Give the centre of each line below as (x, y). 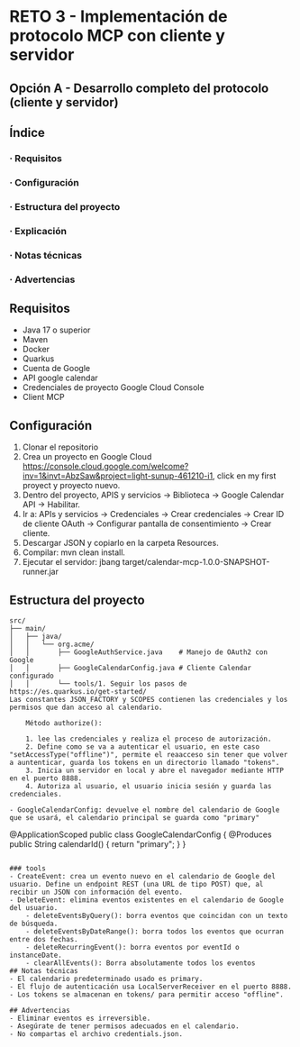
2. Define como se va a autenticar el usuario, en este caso (142, 747)
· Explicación (38, 231)
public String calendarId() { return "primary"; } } (98, 843)
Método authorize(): (64, 723)
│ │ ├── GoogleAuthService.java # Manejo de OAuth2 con (139, 652)
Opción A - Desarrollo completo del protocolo (139, 88)
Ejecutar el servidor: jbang (71, 562)
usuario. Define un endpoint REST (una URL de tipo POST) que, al (136, 884)
